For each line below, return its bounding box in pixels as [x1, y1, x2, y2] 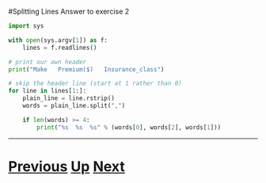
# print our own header [8, 58, 87, 66]
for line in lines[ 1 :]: [8, 87, 87, 95]
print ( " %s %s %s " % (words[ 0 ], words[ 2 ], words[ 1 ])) [36, 123, 222, 132]
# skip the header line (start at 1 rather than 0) [8, 79, 182, 88]
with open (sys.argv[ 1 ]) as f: [8, 36, 108, 44]
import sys [8, 22, 44, 30]
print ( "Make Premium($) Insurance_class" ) [8, 65, 165, 74]
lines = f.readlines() [22, 44, 97, 51]
